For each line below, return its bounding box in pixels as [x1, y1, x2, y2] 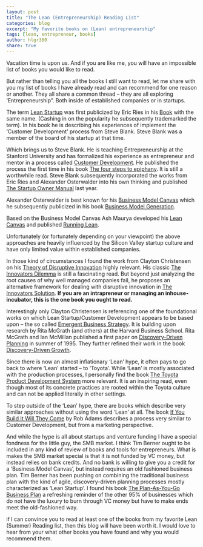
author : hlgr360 [6, 37, 47, 43]
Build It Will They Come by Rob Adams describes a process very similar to [6, 414, 191, 422]
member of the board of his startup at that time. [6, 134, 125, 141]
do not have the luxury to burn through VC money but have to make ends [6, 497, 188, 505]
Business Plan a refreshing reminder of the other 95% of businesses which [6, 491, 194, 498]
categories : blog [6, 20, 50, 26]
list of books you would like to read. [6, 65, 95, 73]
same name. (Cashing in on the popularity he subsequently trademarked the [6, 114, 197, 122]
